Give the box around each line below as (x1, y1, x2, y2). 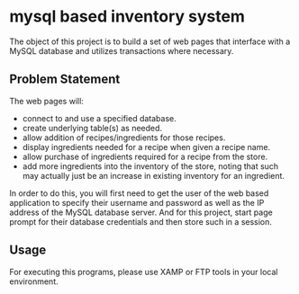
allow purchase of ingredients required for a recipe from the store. (22, 151, 268, 162)
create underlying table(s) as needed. (22, 122, 163, 133)
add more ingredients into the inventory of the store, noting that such (22, 160, 279, 172)
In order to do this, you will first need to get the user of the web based (9, 187, 269, 199)
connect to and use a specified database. (22, 112, 177, 123)
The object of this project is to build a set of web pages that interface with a (9, 36, 291, 47)
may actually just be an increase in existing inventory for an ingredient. (22, 170, 285, 181)
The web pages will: (9, 95, 84, 106)
